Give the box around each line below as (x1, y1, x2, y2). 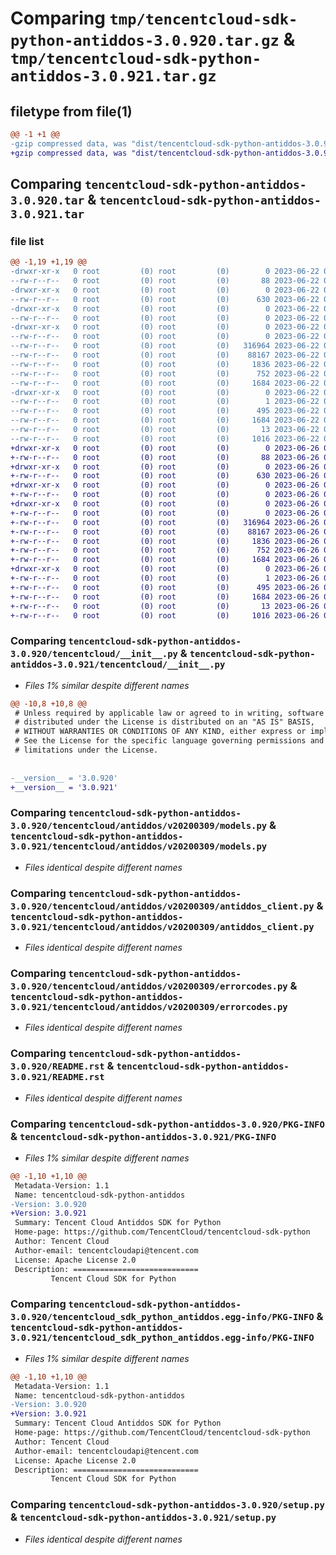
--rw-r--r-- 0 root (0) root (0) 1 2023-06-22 (10, 397, 320, 407)
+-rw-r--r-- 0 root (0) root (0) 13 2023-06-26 (10, 601, 320, 611)
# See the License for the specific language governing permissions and (14, 736, 325, 746)
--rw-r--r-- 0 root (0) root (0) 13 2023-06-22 (10, 425, 320, 435)
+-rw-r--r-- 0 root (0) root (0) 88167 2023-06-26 (10, 527, 320, 537)
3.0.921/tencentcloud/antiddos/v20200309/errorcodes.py (10, 1002, 288, 1012)
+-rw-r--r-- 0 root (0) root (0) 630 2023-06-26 (10, 471, 320, 481)
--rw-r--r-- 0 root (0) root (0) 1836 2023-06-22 (10, 359, 320, 369)
